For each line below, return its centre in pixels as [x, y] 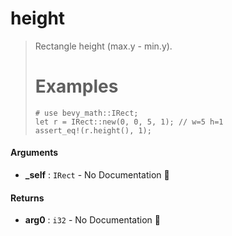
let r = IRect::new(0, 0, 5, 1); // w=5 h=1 [129, 122]
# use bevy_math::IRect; [86, 113]
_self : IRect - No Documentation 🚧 [97, 175]
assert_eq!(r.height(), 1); [93, 130]
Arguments [34, 153]
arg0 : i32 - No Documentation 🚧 [92, 220]
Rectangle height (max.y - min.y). [103, 46]
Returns [27, 198]
